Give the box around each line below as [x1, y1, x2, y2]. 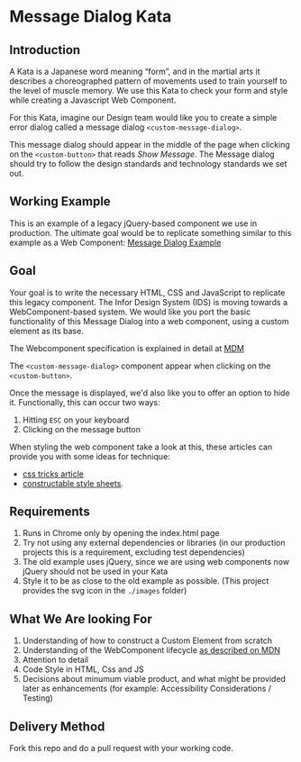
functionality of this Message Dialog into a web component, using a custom [9, 315, 289, 326]
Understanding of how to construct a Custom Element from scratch [22, 635, 273, 646]
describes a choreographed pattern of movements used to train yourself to [9, 76, 287, 86]
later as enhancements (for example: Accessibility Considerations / [22, 683, 272, 694]
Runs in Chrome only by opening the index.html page [22, 528, 220, 539]
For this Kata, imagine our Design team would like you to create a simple [9, 113, 278, 122]
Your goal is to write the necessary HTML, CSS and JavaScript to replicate [9, 286, 286, 298]
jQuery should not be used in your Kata [22, 566, 169, 577]
